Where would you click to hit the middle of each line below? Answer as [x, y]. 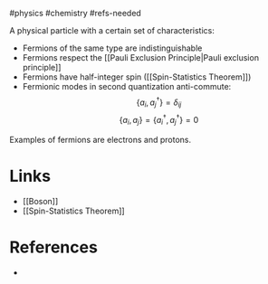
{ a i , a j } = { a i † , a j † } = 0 [159, 120]
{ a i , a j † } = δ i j [159, 102]
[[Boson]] [40, 201]
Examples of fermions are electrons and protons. [100, 139]
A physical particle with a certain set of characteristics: [112, 30]
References [53, 247]
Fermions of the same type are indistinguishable [112, 48]
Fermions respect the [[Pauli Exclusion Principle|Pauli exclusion [141, 57]
